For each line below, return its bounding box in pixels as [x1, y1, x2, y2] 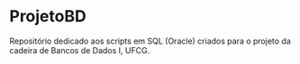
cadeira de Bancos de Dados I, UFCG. [9, 44, 150, 55]
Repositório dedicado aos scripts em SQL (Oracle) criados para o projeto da [9, 36, 291, 46]
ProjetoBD [9, 6, 87, 27]
